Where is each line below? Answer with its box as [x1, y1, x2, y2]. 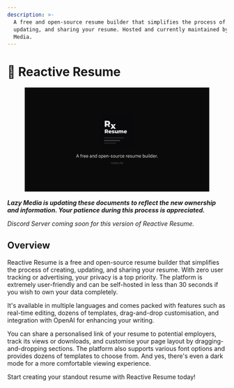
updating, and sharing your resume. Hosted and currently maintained [13, 26, 219, 33]
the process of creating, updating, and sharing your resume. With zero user [7, 265, 224, 274]
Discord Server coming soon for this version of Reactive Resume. [7, 219, 195, 228]
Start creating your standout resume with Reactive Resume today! [7, 373, 196, 381]
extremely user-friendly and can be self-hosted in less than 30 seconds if [7, 280, 219, 288]
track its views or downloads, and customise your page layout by [7, 336, 194, 345]
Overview [7, 240, 51, 251]
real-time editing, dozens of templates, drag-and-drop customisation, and [7, 309, 219, 317]
